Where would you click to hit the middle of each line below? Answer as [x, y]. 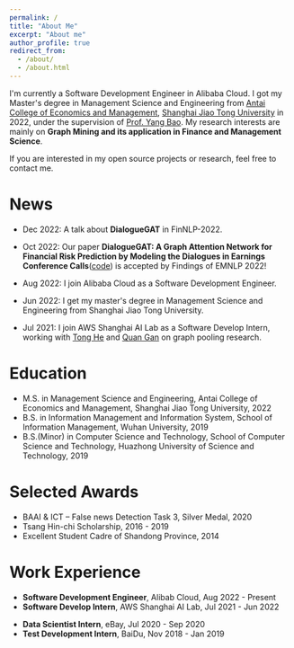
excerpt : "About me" [48, 34]
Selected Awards [74, 492]
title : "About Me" [44, 26]
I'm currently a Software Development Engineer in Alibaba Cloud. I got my [146, 93]
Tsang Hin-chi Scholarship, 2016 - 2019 [95, 526]
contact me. [31, 168]
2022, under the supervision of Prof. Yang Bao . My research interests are [145, 121]
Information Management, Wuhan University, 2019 [115, 427]
